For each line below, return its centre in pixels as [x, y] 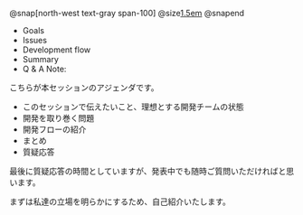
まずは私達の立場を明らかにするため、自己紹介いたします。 [120, 201]
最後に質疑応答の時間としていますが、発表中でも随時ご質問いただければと [148, 171]
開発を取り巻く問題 [58, 118]
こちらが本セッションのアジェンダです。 [85, 88]
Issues [35, 40]
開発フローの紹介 [54, 129]
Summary [40, 59]
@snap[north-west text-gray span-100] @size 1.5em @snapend [127, 13]
